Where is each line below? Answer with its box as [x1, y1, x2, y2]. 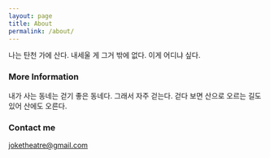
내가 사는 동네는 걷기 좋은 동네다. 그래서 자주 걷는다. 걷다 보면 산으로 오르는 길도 [8, 90, 262, 100]
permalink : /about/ [8, 27, 75, 35]
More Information [8, 71, 79, 82]
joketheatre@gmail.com [8, 140, 88, 150]
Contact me [8, 121, 56, 133]
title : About [8, 20, 53, 28]
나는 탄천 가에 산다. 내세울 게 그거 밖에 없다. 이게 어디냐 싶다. [8, 50, 201, 60]
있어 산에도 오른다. [8, 101, 67, 111]
